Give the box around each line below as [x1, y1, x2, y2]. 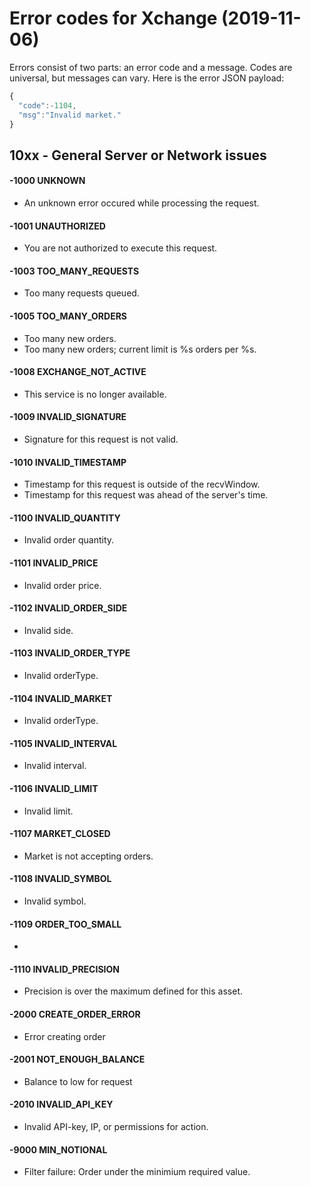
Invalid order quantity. [23, 534, 115, 546]
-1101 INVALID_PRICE [9, 557, 99, 569]
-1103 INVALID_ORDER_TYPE [9, 647, 131, 659]
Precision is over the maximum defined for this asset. [23, 985, 243, 997]
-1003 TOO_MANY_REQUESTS [9, 265, 140, 277]
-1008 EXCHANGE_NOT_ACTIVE [9, 366, 147, 378]
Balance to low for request [23, 1075, 133, 1087]
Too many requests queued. [23, 287, 140, 299]
